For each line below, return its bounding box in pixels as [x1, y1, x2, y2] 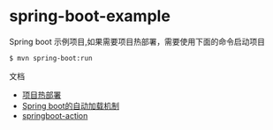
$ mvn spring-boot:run [9, 54, 93, 62]
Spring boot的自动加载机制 [21, 100, 119, 111]
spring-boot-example [9, 6, 171, 26]
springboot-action [21, 110, 88, 120]
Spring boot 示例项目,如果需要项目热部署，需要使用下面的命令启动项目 [9, 36, 266, 47]
